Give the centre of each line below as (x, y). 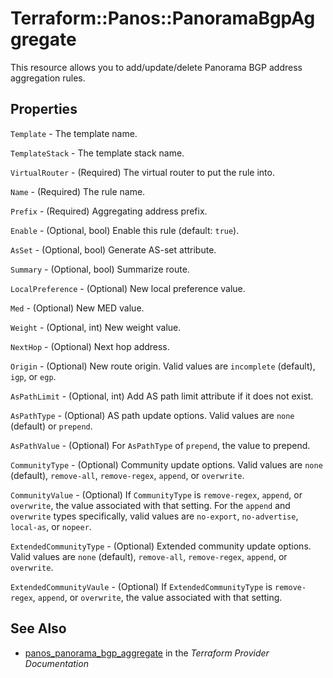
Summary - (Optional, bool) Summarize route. (100, 269)
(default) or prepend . (51, 426)
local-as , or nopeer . (51, 526)
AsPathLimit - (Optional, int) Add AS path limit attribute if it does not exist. (162, 396)
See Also (38, 628)
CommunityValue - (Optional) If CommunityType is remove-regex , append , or (156, 494)
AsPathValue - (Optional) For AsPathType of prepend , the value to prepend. (160, 445)
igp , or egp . (33, 376)
